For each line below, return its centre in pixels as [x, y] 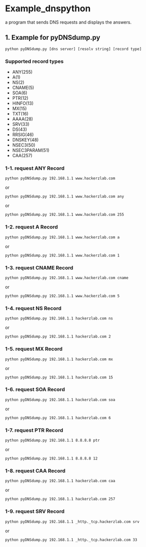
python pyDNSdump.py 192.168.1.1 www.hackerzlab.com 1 [62, 255]
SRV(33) [21, 124]
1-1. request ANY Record [35, 168]
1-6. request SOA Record [35, 390]
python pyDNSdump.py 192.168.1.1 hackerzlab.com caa [60, 481]
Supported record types [34, 61]
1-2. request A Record [31, 227]
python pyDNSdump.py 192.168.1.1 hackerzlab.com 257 [60, 499]
